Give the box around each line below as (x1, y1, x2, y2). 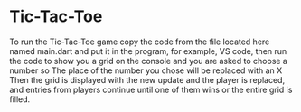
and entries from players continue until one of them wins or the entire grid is (9, 84, 293, 95)
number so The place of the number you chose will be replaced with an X (9, 65, 283, 76)
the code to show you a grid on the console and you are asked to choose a (9, 55, 287, 66)
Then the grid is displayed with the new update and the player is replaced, (9, 74, 286, 85)
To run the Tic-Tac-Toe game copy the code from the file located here (9, 36, 270, 47)
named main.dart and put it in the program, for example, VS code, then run (9, 45, 287, 56)
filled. (9, 93, 31, 105)
